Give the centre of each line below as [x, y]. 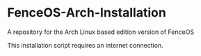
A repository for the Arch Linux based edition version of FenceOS [101, 32]
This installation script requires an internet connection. [85, 45]
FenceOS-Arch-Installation [87, 13]
